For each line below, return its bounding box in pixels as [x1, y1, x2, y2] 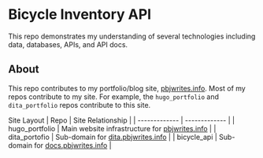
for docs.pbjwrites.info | [34, 140, 112, 150]
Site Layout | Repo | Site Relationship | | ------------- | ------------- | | [8, 116, 235, 125]
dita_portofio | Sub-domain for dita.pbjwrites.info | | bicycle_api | [8, 132, 218, 141]
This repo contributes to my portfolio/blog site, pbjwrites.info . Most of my [8, 83, 246, 93]
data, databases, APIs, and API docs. [8, 39, 128, 49]
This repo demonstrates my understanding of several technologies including [8, 31, 256, 41]
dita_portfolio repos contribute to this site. [8, 100, 151, 109]
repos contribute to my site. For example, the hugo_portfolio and [8, 92, 219, 101]
